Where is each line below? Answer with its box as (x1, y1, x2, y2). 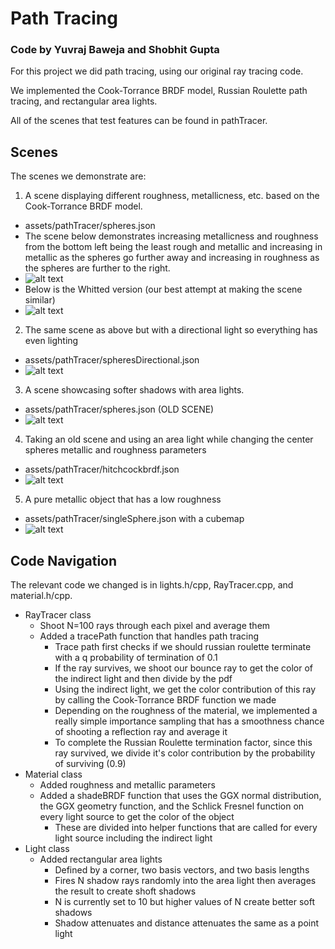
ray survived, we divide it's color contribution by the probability (54, 747, 316, 759)
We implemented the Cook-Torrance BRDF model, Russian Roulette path (10, 85, 308, 97)
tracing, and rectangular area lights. (10, 95, 158, 107)
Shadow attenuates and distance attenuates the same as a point (54, 917, 320, 929)
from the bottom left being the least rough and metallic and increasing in (24, 241, 323, 253)
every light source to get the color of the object (39, 811, 235, 823)
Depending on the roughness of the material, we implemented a (54, 705, 318, 717)
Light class (24, 843, 70, 855)
